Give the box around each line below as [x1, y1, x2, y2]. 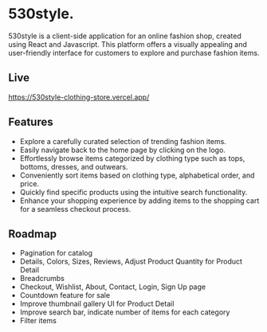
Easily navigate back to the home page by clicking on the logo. [19, 145, 226, 154]
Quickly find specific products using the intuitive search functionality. [19, 187, 248, 197]
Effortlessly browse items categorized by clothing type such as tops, [19, 153, 245, 163]
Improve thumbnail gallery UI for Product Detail [19, 299, 175, 309]
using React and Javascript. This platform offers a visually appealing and [8, 39, 247, 49]
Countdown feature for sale [19, 291, 110, 300]
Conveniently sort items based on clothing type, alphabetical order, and [19, 170, 255, 180]
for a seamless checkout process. [19, 204, 132, 213]
